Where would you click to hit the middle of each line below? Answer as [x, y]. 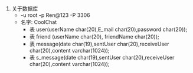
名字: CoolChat [39, 22]
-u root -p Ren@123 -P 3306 [55, 15]
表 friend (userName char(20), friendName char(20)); [94, 36]
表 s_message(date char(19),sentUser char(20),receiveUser [102, 58]
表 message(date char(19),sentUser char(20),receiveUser [99, 44]
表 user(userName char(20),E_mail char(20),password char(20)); [108, 29]
